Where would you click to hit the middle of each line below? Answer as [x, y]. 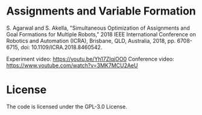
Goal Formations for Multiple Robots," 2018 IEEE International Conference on [101, 34]
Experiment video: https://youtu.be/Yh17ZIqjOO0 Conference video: [90, 59]
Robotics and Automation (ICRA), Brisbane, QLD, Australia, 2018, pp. [91, 41]
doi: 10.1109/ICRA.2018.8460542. [62, 47]
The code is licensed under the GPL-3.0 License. [67, 107]
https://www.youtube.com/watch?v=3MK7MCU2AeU [72, 65]
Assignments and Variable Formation [101, 11]
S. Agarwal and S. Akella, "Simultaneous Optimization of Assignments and [98, 28]
